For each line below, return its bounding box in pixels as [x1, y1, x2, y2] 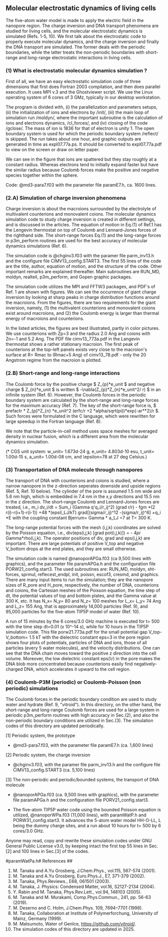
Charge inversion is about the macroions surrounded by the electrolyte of [5, 206, 157, 212]
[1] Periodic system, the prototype [5, 733, 75, 739]
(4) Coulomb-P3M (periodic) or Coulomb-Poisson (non [5, 678, 141, 685]
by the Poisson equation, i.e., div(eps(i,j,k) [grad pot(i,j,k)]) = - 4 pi [5, 530, 141, 536]
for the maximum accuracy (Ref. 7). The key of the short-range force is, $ [5, 402, 157, 408]
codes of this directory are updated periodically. [5, 723, 105, 729]
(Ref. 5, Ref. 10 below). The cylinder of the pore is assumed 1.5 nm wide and [5, 488, 162, 494]
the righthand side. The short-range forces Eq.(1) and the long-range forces [5, 232, 162, 238]
